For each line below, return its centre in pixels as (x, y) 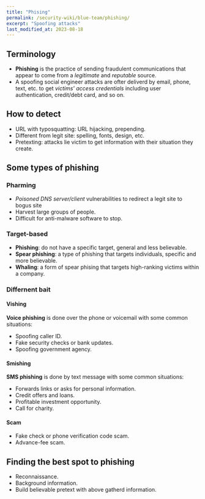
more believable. (36, 260)
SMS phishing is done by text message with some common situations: (95, 377)
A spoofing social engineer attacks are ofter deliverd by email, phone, (103, 82)
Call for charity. (35, 408)
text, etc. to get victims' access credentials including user (88, 88)
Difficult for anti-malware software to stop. (69, 218)
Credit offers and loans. (45, 395)
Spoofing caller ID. (39, 336)
